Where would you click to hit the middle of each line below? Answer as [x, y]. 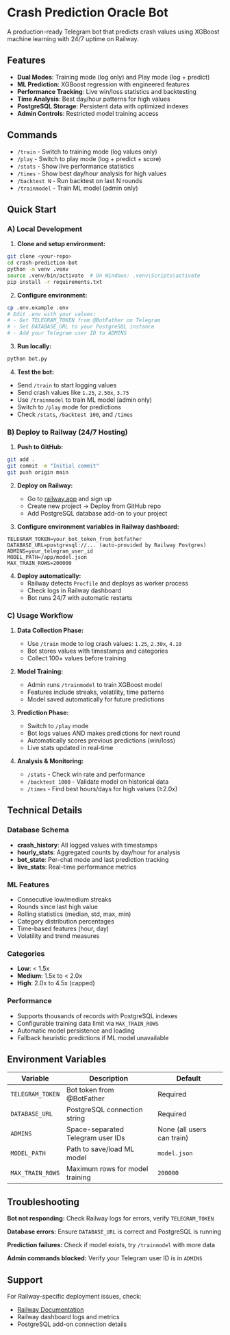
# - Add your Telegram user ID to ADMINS [67, 333]
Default [189, 1079]
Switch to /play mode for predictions [69, 407]
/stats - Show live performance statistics [76, 166]
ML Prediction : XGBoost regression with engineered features [103, 84]
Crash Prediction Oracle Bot [88, 13]
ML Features [28, 885]
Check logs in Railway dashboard [74, 590]
